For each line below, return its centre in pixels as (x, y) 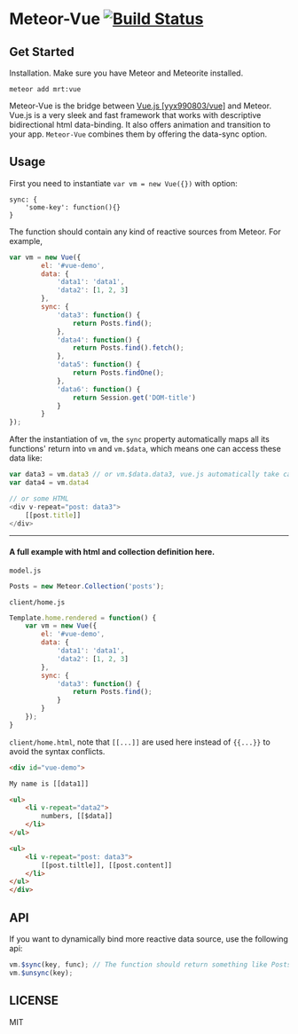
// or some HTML (39, 498)
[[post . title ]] (53, 515)
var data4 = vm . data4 (49, 483)
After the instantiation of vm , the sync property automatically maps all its (140, 439)
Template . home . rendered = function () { (83, 618)
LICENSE (34, 1001)
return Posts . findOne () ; (118, 373)
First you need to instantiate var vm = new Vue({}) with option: (123, 183)
